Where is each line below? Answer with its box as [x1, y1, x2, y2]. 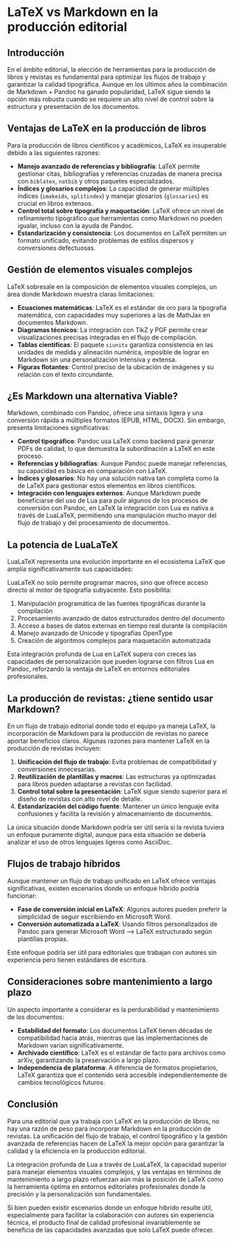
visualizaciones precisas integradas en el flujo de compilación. [17, 333, 198, 341]
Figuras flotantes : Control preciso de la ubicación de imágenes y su [17, 362, 214, 371]
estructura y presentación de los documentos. [7, 103, 140, 110]
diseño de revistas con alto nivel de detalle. [17, 795, 142, 803]
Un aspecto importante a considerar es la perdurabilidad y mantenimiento [7, 1005, 219, 1013]
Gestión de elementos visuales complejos [7, 264, 193, 276]
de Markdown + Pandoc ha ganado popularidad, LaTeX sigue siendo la [7, 88, 211, 96]
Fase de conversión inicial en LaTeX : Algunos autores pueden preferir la [17, 905, 227, 913]
